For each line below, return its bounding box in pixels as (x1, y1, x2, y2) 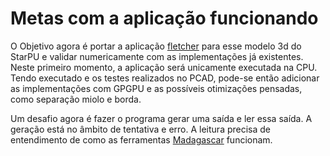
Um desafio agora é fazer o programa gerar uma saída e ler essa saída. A (10, 112, 313, 124)
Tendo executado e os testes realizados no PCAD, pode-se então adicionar (10, 72, 320, 84)
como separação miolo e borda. (10, 93, 142, 105)
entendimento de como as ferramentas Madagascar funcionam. (10, 133, 273, 146)
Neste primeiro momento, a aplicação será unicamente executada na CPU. (10, 61, 318, 73)
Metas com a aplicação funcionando (10, 7, 319, 30)
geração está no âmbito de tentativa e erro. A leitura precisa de (10, 123, 272, 135)
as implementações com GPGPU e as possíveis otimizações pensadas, (10, 82, 303, 94)
